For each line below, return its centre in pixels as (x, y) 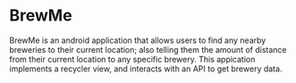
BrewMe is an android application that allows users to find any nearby (138, 40)
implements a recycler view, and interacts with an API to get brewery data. (146, 69)
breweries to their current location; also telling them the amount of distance (148, 49)
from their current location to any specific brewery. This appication (132, 59)
